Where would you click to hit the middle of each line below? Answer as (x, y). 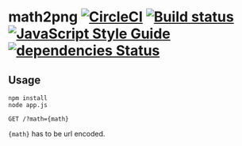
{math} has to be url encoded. (57, 134)
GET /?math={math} (38, 119)
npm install (28, 98)
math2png (43, 17)
